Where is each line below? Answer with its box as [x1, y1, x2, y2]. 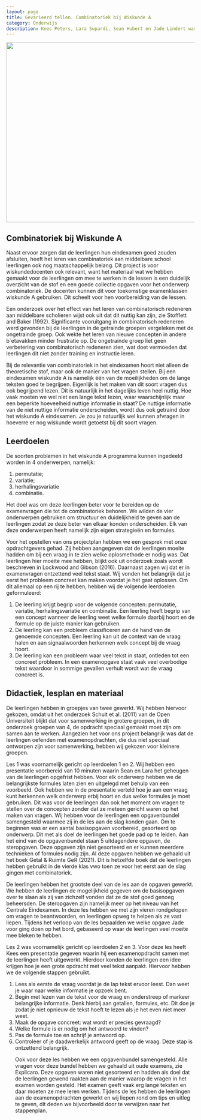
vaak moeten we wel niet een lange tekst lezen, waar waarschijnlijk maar [6, 394, 185, 401]
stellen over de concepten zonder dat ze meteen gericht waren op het [6, 805, 179, 812]
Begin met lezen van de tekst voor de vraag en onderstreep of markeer [14, 993, 190, 1000]
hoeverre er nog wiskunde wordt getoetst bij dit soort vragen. [6, 419, 158, 426]
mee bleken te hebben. [6, 932, 63, 939]
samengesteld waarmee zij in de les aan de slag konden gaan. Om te [6, 817, 176, 825]
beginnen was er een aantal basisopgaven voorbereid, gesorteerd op [6, 824, 176, 831]
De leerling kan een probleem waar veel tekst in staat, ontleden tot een [14, 652, 190, 659]
